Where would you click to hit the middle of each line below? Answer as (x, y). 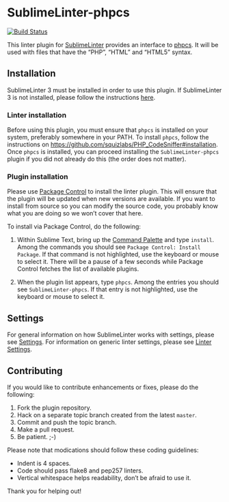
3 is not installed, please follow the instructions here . (81, 97)
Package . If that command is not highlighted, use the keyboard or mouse (118, 254)
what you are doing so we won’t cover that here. (75, 213)
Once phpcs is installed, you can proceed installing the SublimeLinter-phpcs (113, 152)
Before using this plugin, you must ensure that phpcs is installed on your (108, 130)
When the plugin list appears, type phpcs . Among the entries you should (118, 282)
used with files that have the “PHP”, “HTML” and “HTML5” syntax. (100, 52)
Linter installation (37, 115)
